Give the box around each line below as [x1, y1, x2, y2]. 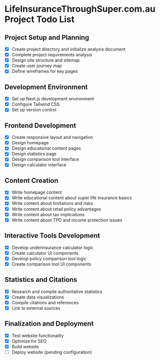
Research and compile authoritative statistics [11, 289, 103, 294]
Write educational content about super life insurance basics [11, 195, 132, 201]
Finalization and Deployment [4, 319, 94, 328]
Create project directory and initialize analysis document [11, 46, 126, 52]
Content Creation [4, 176, 59, 184]
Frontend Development [4, 121, 76, 130]
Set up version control [11, 107, 57, 113]
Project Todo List [4, 14, 75, 25]
